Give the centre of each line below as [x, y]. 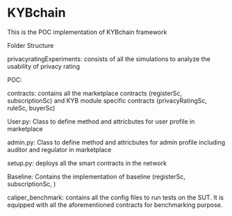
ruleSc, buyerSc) [31, 108]
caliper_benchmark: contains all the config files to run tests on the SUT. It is [116, 197]
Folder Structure [31, 45]
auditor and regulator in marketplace [59, 149]
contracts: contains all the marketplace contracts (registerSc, [95, 93]
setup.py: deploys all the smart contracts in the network [87, 163]
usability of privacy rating [43, 66]
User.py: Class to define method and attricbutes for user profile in [101, 121]
